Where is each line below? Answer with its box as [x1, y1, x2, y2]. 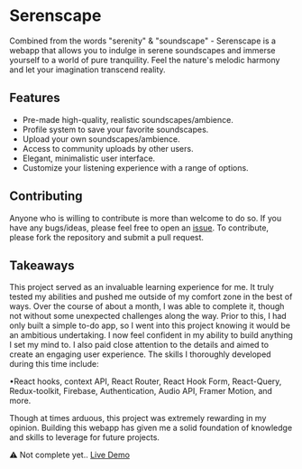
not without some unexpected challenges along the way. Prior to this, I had [9, 311, 287, 322]
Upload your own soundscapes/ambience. [22, 133, 180, 145]
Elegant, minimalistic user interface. [22, 153, 156, 164]
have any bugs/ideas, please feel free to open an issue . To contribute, [9, 222, 269, 233]
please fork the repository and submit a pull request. [9, 231, 205, 242]
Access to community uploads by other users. [22, 143, 194, 154]
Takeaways [9, 258, 75, 273]
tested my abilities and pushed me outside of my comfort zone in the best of [9, 291, 293, 303]
